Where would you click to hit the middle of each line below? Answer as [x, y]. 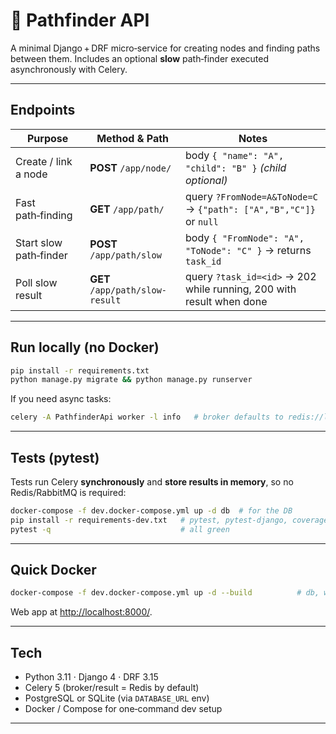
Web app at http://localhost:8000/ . [81, 612]
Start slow [39, 242]
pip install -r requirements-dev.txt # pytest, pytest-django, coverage [169, 520]
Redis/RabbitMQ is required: [68, 492]
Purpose [47, 138]
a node [31, 174]
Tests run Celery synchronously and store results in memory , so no [152, 482]
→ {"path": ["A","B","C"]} [250, 209]
